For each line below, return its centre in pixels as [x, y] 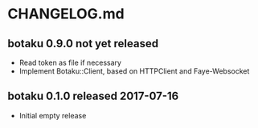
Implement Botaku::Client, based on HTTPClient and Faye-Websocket [134, 71]
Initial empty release [53, 115]
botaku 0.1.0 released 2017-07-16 [93, 96]
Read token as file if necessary [70, 62]
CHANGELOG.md [66, 14]
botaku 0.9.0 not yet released [83, 44]
